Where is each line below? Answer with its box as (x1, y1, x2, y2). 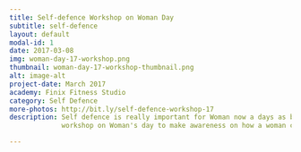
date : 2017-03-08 (9, 46, 74, 55)
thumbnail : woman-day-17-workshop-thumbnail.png (9, 63, 194, 72)
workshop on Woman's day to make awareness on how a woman (61, 122, 287, 131)
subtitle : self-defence (9, 21, 99, 30)
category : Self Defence (9, 96, 99, 106)
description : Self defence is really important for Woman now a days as (9, 113, 287, 122)
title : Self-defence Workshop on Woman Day (9, 13, 175, 22)
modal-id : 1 (9, 38, 54, 47)
